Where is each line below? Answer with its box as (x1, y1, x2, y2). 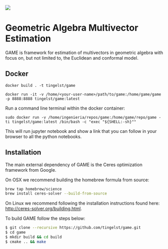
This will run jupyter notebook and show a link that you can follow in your (5, 128, 157, 134)
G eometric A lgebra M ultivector (5, 22, 139, 34)
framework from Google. (5, 167, 57, 173)
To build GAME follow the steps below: (5, 215, 86, 222)
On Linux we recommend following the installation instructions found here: (5, 200, 160, 207)
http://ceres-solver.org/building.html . (5, 206, 82, 212)
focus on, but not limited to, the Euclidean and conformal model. (5, 55, 139, 61)
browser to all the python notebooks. (5, 133, 82, 139)
